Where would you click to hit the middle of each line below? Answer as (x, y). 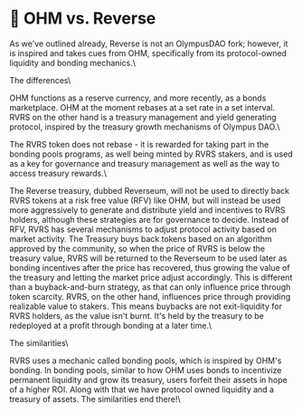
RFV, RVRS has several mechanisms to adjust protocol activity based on (143, 229)
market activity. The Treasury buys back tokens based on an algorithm (141, 238)
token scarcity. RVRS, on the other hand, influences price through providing (150, 296)
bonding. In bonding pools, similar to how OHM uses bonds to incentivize (146, 370)
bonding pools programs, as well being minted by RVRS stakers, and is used (151, 154)
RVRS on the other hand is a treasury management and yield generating (143, 117)
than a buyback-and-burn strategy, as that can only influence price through (150, 287)
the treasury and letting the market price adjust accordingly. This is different (151, 277)
